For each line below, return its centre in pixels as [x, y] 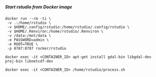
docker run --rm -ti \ [28, 19]
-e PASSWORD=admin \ [28, 40]
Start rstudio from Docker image [39, 7]
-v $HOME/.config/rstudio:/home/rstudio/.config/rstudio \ [68, 27]
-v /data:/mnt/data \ [29, 36]
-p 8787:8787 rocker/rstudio [37, 48]
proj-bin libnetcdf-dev [29, 61]
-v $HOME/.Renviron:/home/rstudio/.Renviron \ [55, 31]
